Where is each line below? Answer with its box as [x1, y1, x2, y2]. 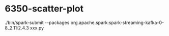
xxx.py [30, 24, 44, 30]
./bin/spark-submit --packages [5, 19, 70, 25]
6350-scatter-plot [5, 3, 84, 14]
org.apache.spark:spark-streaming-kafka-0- [70, 19, 164, 25]
